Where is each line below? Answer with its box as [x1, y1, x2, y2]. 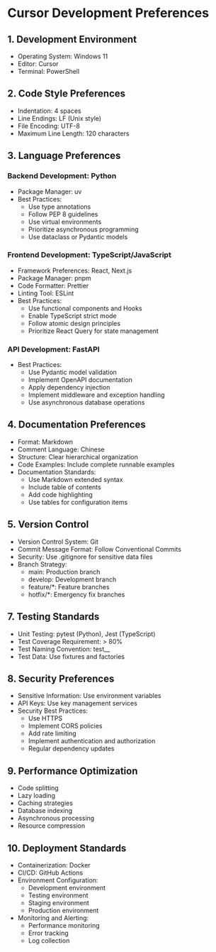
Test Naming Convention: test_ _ [17, 645, 110, 653]
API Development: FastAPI [7, 344, 101, 354]
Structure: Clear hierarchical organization [17, 452, 138, 461]
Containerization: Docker [17, 860, 91, 869]
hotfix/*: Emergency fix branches [28, 590, 125, 598]
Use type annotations [28, 202, 91, 211]
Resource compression [17, 821, 86, 830]
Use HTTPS [28, 714, 62, 723]
